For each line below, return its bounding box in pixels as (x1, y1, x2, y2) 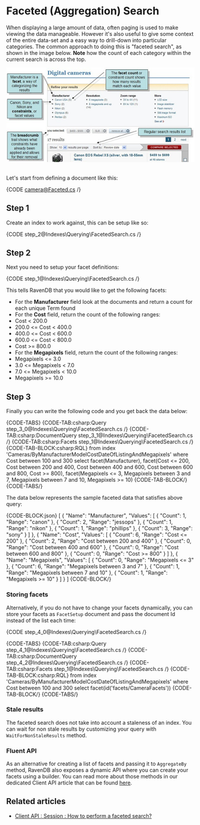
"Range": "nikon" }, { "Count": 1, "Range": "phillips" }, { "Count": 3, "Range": (6, 525, 193, 532)
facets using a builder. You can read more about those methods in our (6, 773, 178, 780)
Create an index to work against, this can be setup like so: (6, 219, 149, 226)
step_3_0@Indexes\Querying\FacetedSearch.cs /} (6, 426, 128, 433)
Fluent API (6, 746, 37, 755)
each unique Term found (14, 304, 76, 312)
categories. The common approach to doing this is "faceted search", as (6, 43, 182, 50)
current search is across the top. (6, 56, 87, 63)
